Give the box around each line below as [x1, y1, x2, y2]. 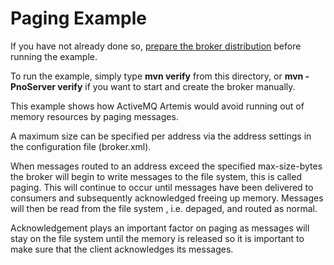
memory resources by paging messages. [10, 110, 179, 122]
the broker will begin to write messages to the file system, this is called [10, 170, 302, 182]
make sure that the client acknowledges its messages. [10, 243, 234, 255]
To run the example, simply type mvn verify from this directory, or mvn [10, 70, 304, 82]
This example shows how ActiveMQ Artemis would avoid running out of [10, 100, 305, 112]
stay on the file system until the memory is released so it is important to [10, 232, 305, 244]
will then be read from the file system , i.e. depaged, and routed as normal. [10, 202, 318, 214]
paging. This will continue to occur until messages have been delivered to [10, 181, 314, 193]
